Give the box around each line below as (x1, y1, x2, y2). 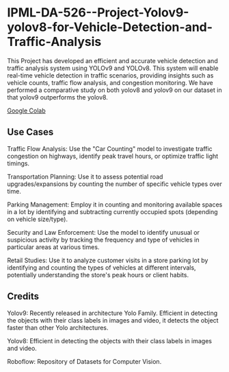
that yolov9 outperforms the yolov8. (7, 93, 108, 101)
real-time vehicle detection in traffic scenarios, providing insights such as (7, 71, 214, 80)
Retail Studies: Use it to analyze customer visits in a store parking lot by (7, 256, 208, 264)
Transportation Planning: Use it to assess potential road (7, 172, 163, 181)
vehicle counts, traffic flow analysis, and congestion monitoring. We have (7, 78, 213, 86)
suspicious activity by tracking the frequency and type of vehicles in (7, 235, 200, 244)
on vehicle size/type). (7, 215, 68, 223)
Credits (7, 290, 40, 303)
